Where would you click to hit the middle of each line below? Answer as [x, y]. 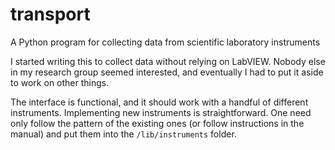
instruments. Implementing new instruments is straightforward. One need [161, 112]
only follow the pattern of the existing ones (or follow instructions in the [157, 123]
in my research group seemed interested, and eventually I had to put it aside [167, 72]
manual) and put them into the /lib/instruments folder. [123, 134]
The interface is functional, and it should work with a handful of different [159, 102]
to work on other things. [60, 82]
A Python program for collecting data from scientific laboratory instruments [165, 42]
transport [50, 14]
